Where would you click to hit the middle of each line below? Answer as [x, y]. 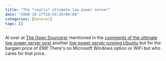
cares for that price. [25, 54]
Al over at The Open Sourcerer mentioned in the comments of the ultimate [81, 38]
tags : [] [14, 24]
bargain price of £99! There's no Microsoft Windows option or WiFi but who [83, 48]
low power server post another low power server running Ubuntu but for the [83, 43]
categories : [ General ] [29, 19]
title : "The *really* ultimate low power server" [58, 10]
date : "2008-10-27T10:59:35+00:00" [42, 14]
